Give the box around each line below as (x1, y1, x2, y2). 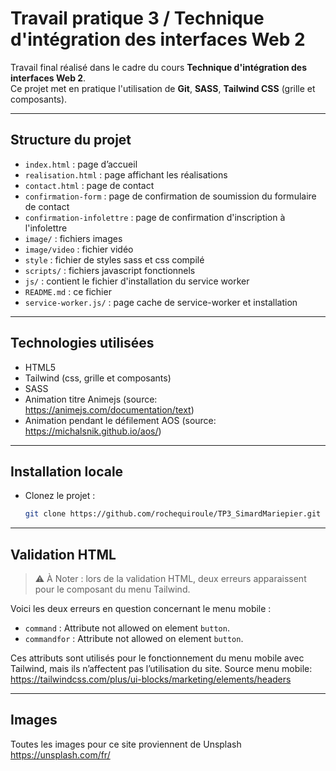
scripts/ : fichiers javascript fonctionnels (24, 264, 196, 276)
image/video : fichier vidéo (24, 243, 134, 255)
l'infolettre (24, 222, 68, 234)
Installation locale (10, 463, 124, 480)
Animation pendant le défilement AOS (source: (24, 414, 217, 426)
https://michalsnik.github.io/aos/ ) (24, 425, 162, 437)
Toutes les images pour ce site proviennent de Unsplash (10, 738, 242, 750)
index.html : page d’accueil (24, 158, 138, 170)
